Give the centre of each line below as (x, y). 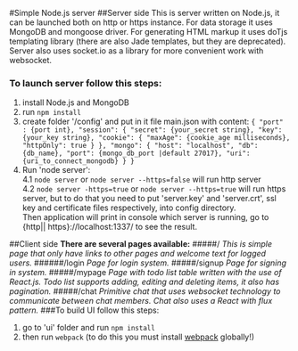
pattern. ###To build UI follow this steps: (84, 310)
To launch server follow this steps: (86, 83)
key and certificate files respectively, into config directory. (129, 208)
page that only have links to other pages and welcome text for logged (137, 254)
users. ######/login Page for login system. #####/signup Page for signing (148, 263)
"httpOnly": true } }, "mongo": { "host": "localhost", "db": (140, 146)
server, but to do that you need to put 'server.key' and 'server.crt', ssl (149, 199)
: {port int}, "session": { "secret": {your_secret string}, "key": (152, 130)
